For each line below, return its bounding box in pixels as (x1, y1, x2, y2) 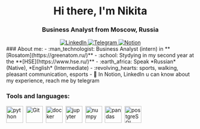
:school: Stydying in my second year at (98, 52, 194, 59)
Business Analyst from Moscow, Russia (41, 26, 159, 34)
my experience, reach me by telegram (6, 77, 100, 84)
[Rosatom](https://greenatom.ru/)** (6, 52, 94, 59)
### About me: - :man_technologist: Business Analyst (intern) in (6, 45, 164, 53)
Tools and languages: (6, 92, 70, 100)
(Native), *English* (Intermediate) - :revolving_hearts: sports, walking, (6, 64, 179, 72)
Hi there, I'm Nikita (53, 4, 147, 18)
